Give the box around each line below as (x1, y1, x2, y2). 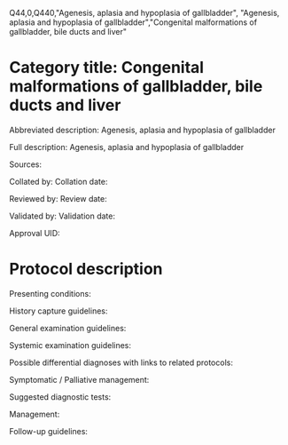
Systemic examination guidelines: (9, 339, 131, 350)
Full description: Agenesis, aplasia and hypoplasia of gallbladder (9, 141, 245, 152)
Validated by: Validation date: (9, 211, 115, 221)
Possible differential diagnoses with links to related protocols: (9, 357, 233, 368)
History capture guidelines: (9, 306, 108, 316)
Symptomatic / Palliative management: (9, 374, 150, 385)
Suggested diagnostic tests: (9, 391, 112, 402)
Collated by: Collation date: (9, 176, 108, 187)
